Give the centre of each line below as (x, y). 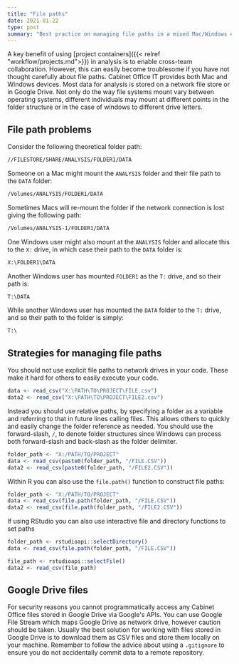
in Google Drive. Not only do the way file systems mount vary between (111, 92)
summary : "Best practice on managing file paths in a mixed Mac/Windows (117, 34)
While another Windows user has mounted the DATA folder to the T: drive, (115, 310)
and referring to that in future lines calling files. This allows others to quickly (118, 418)
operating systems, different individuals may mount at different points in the (118, 100)
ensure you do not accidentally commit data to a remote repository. (106, 653)
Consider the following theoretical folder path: (75, 147)
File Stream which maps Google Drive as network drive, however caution (114, 622)
